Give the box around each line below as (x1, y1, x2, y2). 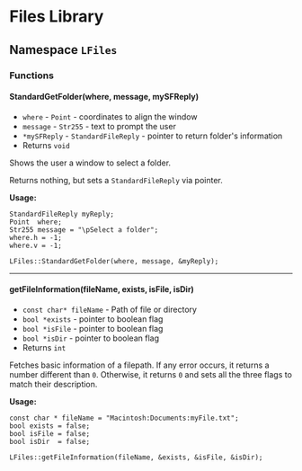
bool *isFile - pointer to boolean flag (22, 323, 164, 333)
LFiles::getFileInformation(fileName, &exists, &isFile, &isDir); (9, 452, 263, 462)
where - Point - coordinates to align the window (22, 111, 198, 122)
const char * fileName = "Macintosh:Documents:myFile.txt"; (9, 413, 240, 422)
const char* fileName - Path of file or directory (22, 304, 198, 315)
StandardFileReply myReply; (9, 209, 115, 218)
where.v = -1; (9, 241, 63, 250)
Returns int (22, 342, 67, 352)
